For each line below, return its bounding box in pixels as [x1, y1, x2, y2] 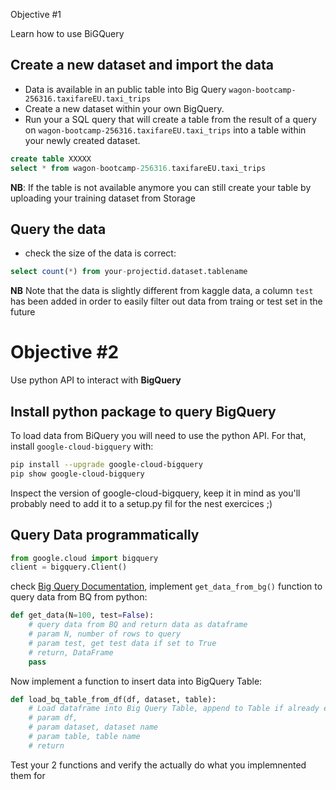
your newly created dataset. [24, 134, 141, 146]
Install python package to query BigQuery [10, 403, 277, 420]
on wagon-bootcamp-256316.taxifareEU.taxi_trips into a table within [24, 124, 307, 136]
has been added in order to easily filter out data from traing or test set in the [10, 295, 323, 308]
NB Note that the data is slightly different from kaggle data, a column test [10, 285, 314, 297]
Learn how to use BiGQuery [10, 28, 125, 39]
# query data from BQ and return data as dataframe [28, 620, 248, 630]
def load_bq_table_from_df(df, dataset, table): [10, 694, 217, 704]
